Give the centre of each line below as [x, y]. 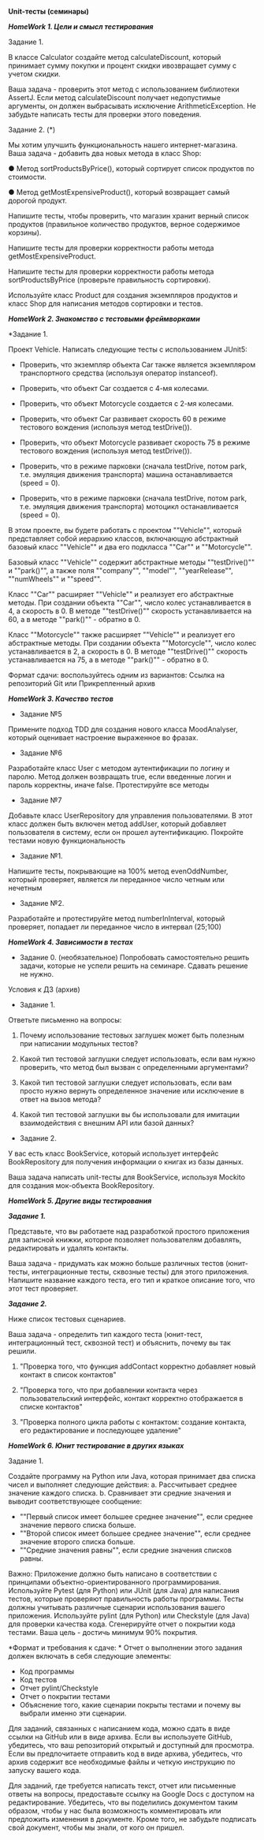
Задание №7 [41, 800]
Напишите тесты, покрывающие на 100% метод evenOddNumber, [118, 871]
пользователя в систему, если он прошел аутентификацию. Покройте [126, 832]
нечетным [25, 888]
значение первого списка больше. [78, 1525]
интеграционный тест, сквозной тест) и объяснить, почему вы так [119, 1343]
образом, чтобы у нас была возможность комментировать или [115, 1811]
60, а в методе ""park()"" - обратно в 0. [74, 619]
